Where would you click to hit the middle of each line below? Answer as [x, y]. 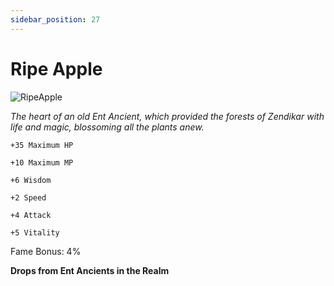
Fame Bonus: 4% [46, 251]
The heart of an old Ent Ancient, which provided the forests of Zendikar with [167, 116]
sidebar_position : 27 [55, 19]
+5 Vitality [35, 232]
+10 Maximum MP [42, 162]
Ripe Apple [56, 68]
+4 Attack [31, 215]
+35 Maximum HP [42, 145]
